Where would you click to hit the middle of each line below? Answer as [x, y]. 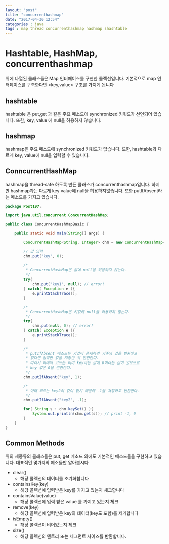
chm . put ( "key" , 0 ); [44, 256]
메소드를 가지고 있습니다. [35, 197]
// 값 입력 [33, 251]
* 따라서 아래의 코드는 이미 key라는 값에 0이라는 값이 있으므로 [82, 363]
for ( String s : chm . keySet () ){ [58, 409]
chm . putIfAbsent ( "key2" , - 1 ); [55, 400]
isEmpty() [22, 519]
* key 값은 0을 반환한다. [49, 368]
